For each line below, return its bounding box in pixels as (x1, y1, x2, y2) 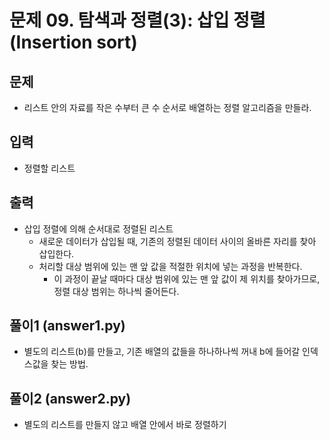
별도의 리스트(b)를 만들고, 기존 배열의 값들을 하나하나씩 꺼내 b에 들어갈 (23, 346, 301, 358)
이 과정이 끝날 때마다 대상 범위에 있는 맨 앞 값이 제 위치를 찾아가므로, (53, 272, 321, 285)
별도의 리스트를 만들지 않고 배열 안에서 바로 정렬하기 (23, 419, 227, 431)
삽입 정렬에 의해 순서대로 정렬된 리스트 (23, 222, 174, 235)
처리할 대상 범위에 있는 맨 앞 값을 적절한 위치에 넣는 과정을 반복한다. (38, 260, 303, 272)
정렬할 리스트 (23, 162, 76, 174)
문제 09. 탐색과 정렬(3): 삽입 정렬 (9, 9, 266, 32)
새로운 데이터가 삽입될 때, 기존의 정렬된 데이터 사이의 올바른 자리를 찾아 (38, 235, 317, 247)
